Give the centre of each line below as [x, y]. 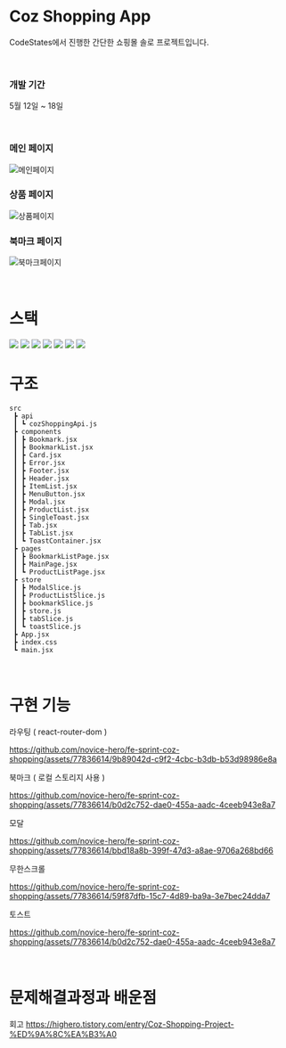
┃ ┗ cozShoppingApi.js [55, 424]
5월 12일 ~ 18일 [37, 106]
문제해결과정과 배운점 [83, 998]
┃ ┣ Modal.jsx [39, 502]
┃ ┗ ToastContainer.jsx [57, 541]
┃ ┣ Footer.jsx [41, 471]
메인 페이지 [32, 149]
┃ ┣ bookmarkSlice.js [53, 603]
